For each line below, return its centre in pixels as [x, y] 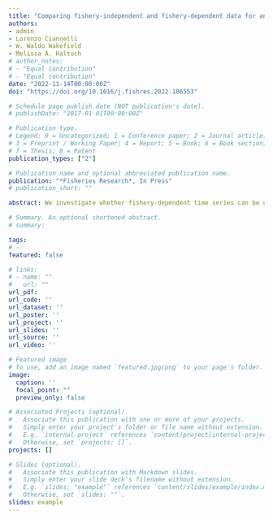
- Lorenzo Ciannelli [43, 39]
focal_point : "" [43, 390]
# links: [23, 270]
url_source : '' [34, 338]
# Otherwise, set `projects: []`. [70, 442]
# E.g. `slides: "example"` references [80, 487]
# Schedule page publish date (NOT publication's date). [107, 106]
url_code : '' [30, 300]
